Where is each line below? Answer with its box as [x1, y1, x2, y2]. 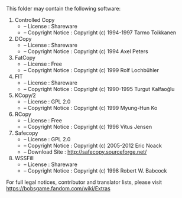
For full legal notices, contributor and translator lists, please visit [6, 178, 162, 186]
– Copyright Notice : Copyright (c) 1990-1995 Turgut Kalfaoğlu [23, 86, 175, 92]
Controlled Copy [14, 17, 55, 23]
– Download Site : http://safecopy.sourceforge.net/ [23, 148, 147, 155]
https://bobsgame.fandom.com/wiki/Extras [6, 185, 110, 191]
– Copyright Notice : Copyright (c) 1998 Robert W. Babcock [23, 167, 167, 174]
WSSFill [14, 155, 34, 161]
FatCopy [14, 54, 35, 61]
